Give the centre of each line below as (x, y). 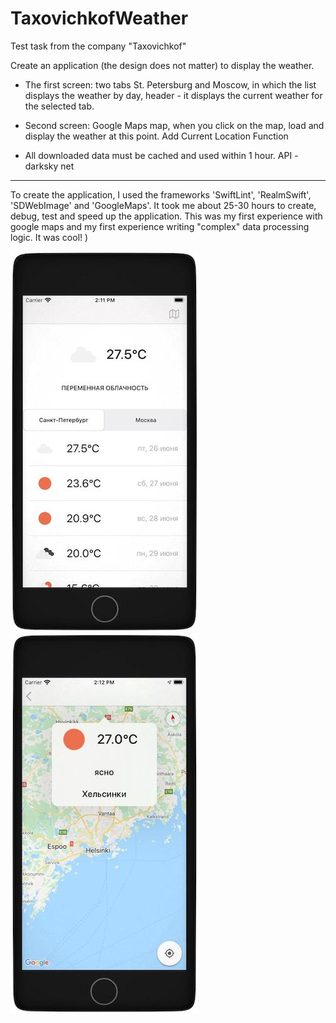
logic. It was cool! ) (49, 237)
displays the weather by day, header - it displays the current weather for (173, 95)
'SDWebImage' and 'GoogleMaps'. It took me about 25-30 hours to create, (163, 205)
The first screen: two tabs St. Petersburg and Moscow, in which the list (170, 84)
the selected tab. (59, 106)
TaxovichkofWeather (99, 18)
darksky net (49, 166)
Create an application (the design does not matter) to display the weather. (162, 65)
